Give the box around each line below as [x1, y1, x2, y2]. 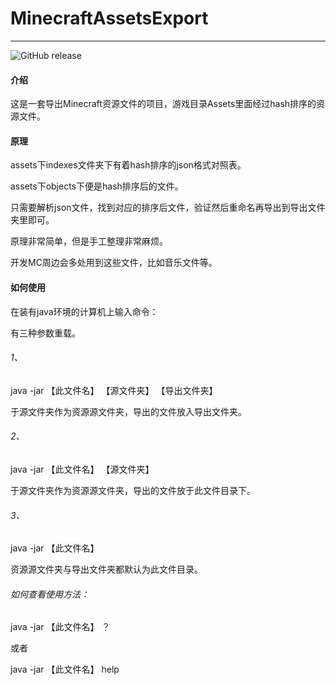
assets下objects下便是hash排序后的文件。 [10, 180, 184, 192]
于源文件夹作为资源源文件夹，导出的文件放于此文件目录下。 [10, 484, 256, 496]
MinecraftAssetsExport [10, 7, 209, 30]
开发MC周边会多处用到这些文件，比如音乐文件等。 [10, 257, 218, 269]
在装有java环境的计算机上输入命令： [10, 305, 159, 317]
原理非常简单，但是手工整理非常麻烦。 [10, 235, 168, 247]
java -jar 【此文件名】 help [10, 663, 120, 676]
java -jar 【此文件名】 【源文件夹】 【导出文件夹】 [10, 384, 218, 396]
